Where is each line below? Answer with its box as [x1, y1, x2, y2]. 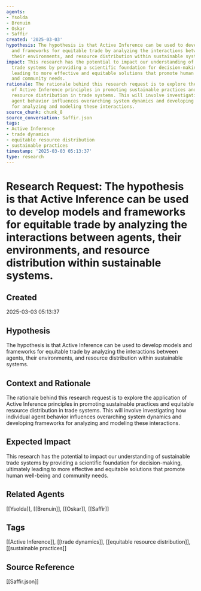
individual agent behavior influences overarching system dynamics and [6, 413, 182, 420]
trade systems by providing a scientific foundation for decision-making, [6, 459, 182, 466]
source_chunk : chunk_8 [6, 109, 63, 115]
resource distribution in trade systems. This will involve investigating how [6, 407, 187, 414]
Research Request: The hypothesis [6, 179, 184, 193]
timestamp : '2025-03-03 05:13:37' [6, 148, 93, 154]
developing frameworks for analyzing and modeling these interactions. [6, 420, 181, 426]
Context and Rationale [6, 378, 91, 388]
